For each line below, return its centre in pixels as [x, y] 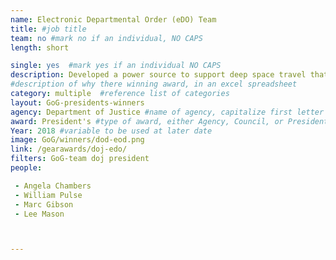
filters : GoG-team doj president [80, 159]
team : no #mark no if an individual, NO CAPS [106, 38]
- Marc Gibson [44, 204]
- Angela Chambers [53, 186]
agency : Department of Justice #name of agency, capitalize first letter [167, 112]
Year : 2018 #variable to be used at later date [111, 131]
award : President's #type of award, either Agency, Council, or [147, 121]
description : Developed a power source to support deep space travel [158, 75]
